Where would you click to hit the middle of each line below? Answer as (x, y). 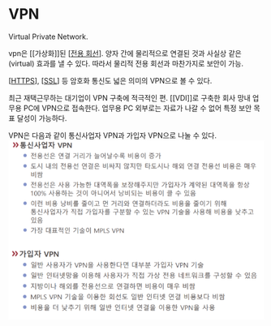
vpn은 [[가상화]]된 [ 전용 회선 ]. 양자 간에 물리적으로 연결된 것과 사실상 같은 (125, 53)
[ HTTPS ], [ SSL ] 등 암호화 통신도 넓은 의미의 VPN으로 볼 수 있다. (110, 80)
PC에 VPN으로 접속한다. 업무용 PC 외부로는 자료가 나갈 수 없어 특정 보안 (138, 108)
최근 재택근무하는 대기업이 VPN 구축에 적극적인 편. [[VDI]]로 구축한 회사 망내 (130, 97)
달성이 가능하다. (42, 118)
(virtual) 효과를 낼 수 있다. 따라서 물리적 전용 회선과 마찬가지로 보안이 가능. (126, 63)
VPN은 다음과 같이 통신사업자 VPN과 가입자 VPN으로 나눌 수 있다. (113, 135)
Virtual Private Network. (48, 36)
